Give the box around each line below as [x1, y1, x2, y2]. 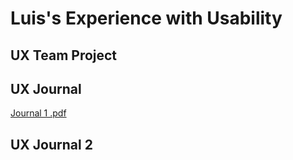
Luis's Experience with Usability [10, 7, 283, 30]
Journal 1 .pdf [10, 107, 67, 119]
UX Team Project [10, 47, 118, 64]
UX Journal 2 [10, 136, 93, 153]
